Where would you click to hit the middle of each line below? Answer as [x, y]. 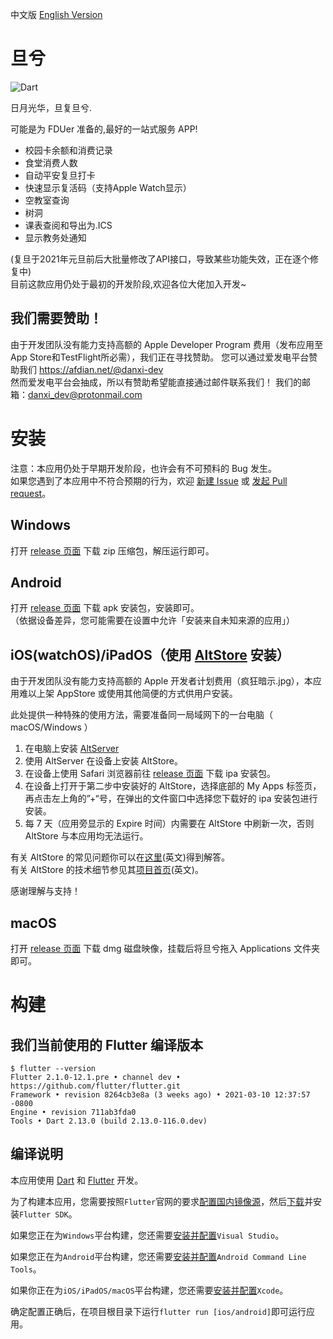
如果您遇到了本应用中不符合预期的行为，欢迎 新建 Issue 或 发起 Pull [149, 480]
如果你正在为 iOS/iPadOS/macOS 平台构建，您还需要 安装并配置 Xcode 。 [149, 1290]
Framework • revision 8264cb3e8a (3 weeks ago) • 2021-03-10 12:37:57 [160, 1094]
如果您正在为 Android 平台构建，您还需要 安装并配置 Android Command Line [158, 1256]
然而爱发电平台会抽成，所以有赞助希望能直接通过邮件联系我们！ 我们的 [156, 382]
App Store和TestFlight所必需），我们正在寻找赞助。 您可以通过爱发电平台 [160, 357]
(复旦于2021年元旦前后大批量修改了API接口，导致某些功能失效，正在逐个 [160, 259]
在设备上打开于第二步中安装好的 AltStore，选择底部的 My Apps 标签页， [173, 786]
